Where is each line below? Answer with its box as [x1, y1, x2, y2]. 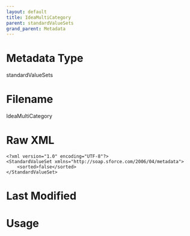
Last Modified [6, 189, 77, 203]
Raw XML [6, 134, 55, 147]
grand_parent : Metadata [6, 25, 66, 32]
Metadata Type [6, 52, 84, 65]
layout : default [6, 8, 47, 15]
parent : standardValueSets [6, 20, 74, 26]
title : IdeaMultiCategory [6, 14, 71, 20]
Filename [6, 93, 54, 106]
